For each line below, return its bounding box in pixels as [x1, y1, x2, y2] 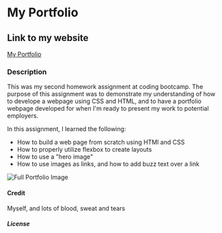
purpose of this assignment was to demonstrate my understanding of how [7, 90, 216, 98]
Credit [7, 189, 25, 197]
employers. [7, 111, 39, 120]
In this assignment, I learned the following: [7, 125, 126, 133]
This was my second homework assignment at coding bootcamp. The [7, 83, 204, 91]
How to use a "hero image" [16, 152, 94, 161]
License [7, 220, 31, 228]
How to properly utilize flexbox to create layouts [16, 146, 152, 154]
